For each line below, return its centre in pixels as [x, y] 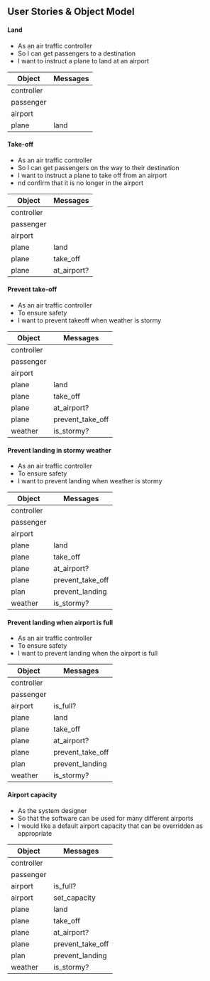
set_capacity [74, 898]
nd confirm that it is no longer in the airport [81, 183]
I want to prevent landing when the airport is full [88, 654]
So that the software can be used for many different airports [105, 818]
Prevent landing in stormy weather [59, 450]
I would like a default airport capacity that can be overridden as [110, 826]
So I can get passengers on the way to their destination [98, 167]
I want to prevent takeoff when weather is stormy [89, 320]
